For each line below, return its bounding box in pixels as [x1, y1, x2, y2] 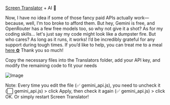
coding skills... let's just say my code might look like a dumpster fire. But [5, 31, 156, 37]
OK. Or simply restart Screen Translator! [5, 94, 89, 99]
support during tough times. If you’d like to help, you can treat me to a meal [5, 42, 162, 48]
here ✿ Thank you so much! [5, 47, 64, 53]
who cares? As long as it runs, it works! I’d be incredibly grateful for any [5, 36, 155, 42]
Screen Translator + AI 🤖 [5, 5, 57, 11]
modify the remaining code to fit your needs [5, 63, 97, 68]
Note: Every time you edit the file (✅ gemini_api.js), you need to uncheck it [5, 82, 161, 88]
